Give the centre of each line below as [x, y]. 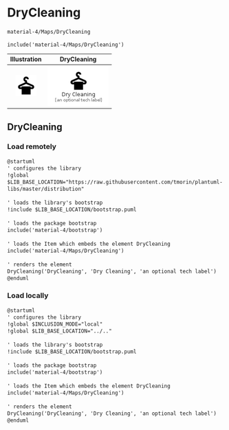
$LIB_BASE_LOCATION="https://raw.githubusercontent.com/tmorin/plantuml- [115, 182]
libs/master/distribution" [46, 189]
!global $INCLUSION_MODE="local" [55, 324]
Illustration [26, 59]
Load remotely [32, 146]
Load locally [28, 295]
